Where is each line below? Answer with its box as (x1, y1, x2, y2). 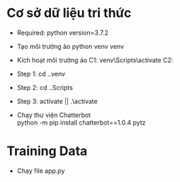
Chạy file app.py (16, 166, 65, 175)
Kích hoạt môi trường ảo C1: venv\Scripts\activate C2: (16, 55, 174, 64)
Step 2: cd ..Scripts (16, 83, 74, 91)
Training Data (6, 143, 88, 159)
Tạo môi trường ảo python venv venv (16, 42, 125, 50)
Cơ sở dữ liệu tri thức (6, 5, 132, 21)
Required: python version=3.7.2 (16, 28, 109, 37)
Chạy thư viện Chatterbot (16, 110, 91, 119)
